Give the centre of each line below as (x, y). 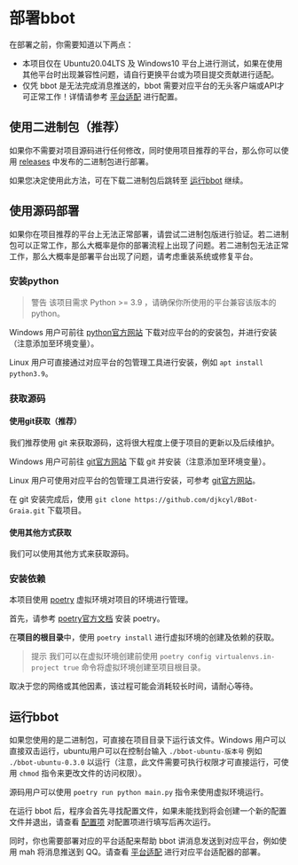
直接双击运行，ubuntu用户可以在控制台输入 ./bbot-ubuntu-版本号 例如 (136, 751)
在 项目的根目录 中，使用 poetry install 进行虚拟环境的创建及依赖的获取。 (144, 637)
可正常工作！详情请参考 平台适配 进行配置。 (102, 96)
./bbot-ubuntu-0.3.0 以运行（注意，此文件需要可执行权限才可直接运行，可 (145, 762)
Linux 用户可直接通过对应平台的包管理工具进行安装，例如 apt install (137, 362)
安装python (34, 281)
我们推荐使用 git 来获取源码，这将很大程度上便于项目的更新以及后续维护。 (144, 442)
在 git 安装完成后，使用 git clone (70, 499)
